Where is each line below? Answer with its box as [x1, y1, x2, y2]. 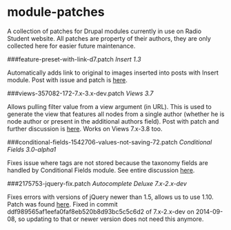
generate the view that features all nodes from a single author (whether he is [7, 110, 225, 118]
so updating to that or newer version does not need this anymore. [18, 215, 204, 223]
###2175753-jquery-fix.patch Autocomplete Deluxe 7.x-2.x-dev [7, 179, 188, 187]
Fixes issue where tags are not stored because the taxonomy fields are [7, 158, 208, 166]
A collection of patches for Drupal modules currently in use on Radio [7, 27, 202, 35]
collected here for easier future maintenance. [7, 41, 136, 50]
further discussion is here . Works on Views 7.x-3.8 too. [7, 124, 163, 133]
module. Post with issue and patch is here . [7, 75, 128, 84]
